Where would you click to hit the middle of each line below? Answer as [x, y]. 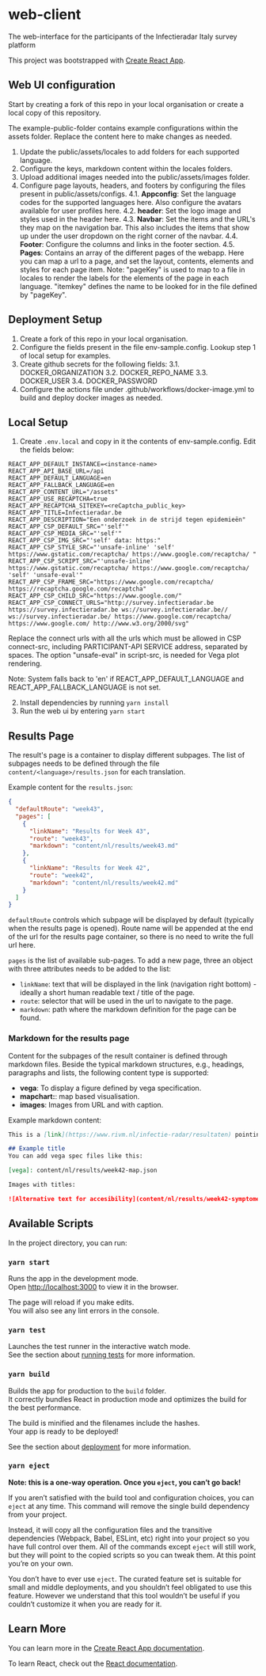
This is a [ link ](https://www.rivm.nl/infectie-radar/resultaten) [120, 1134]
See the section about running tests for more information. [102, 1355]
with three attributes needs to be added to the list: [90, 969]
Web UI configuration [62, 85]
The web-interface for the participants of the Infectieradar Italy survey [123, 36]
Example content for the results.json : [70, 787]
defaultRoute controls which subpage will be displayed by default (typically [131, 920]
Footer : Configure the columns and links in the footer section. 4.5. [127, 244]
